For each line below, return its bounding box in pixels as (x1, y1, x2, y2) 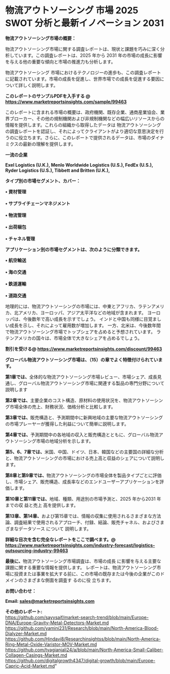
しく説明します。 (22, 82, 58, 88)
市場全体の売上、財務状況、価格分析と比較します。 (9, 404, 116, 410)
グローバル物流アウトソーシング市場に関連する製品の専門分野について (18, 380, 165, 386)
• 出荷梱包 (5, 224, 26, 230)
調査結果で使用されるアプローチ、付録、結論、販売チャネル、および (14, 519, 156, 525)
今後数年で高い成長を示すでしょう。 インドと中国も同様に (22, 316, 144, 322)
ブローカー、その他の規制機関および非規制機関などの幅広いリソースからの (9, 115, 165, 121)
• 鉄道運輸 (5, 281, 26, 287)
